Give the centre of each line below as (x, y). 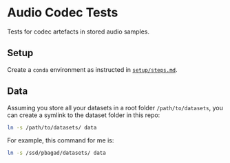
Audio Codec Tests (63, 13)
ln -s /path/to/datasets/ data (52, 127)
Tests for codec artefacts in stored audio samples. (79, 32)
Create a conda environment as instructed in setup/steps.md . (92, 69)
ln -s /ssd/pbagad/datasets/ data (57, 153)
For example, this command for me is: (61, 140)
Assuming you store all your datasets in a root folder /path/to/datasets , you (115, 108)
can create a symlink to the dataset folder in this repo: (84, 115)
